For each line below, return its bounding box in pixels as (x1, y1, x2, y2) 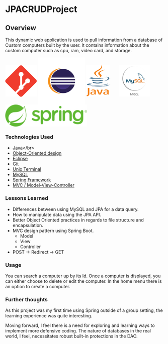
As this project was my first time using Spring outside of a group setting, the (5, 307, 163, 313)
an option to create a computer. (5, 283, 70, 289)
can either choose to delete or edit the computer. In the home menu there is (5, 278, 162, 284)
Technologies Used (5, 133, 54, 140)
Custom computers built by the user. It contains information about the (5, 42, 149, 48)
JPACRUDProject (5, 4, 77, 15)
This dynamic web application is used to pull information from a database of (5, 37, 163, 43)
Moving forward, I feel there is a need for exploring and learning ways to (5, 322, 155, 328)
